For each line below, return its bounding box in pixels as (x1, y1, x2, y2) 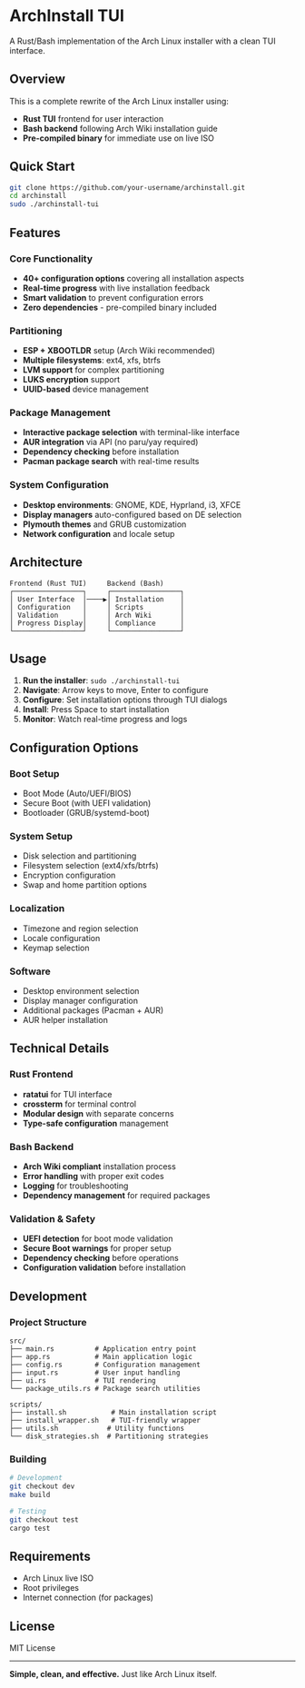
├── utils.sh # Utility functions (9, 1424, 184, 1433)
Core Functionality (9, 252, 93, 264)
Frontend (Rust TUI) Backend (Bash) (9, 579, 165, 588)
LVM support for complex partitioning (22, 364, 165, 375)
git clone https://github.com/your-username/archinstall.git (9, 183, 246, 192)
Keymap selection (22, 942, 90, 953)
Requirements (9, 1548, 91, 1564)
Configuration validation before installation (22, 1262, 186, 1273)
